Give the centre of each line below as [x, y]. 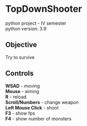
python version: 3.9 [26, 28]
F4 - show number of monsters [39, 118]
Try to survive [20, 57]
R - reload [16, 97]
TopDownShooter [44, 9]
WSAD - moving [23, 86]
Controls [20, 73]
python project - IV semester [36, 23]
